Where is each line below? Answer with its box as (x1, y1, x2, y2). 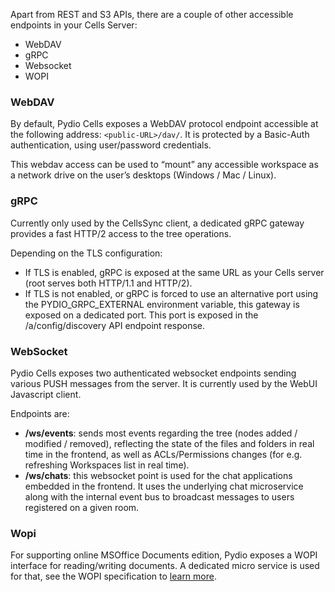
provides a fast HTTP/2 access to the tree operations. (10, 227, 232, 239)
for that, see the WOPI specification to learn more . (10, 570, 217, 583)
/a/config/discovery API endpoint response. (24, 319, 206, 331)
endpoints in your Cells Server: (10, 19, 138, 31)
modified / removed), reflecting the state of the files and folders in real (24, 437, 315, 449)
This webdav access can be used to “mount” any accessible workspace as (10, 159, 319, 171)
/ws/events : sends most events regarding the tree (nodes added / (24, 427, 298, 439)
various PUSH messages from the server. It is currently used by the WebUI (10, 377, 318, 389)
